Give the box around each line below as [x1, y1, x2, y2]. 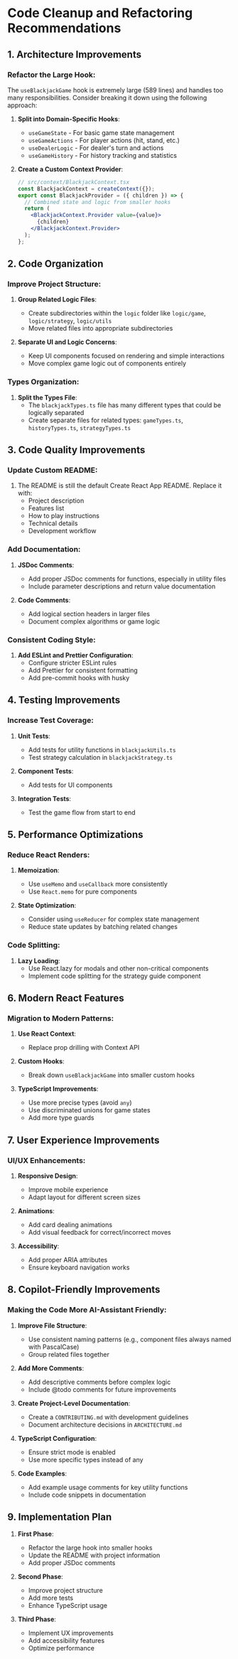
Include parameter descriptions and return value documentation [28, 581, 216, 591]
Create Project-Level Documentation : [17, 1399, 131, 1407]
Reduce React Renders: [7, 849, 90, 859]
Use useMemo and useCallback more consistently [28, 880, 168, 888]
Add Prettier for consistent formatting [28, 666, 139, 675]
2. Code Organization [7, 258, 104, 270]
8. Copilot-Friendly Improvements [7, 1284, 161, 1296]
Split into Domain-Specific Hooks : [17, 114, 120, 123]
